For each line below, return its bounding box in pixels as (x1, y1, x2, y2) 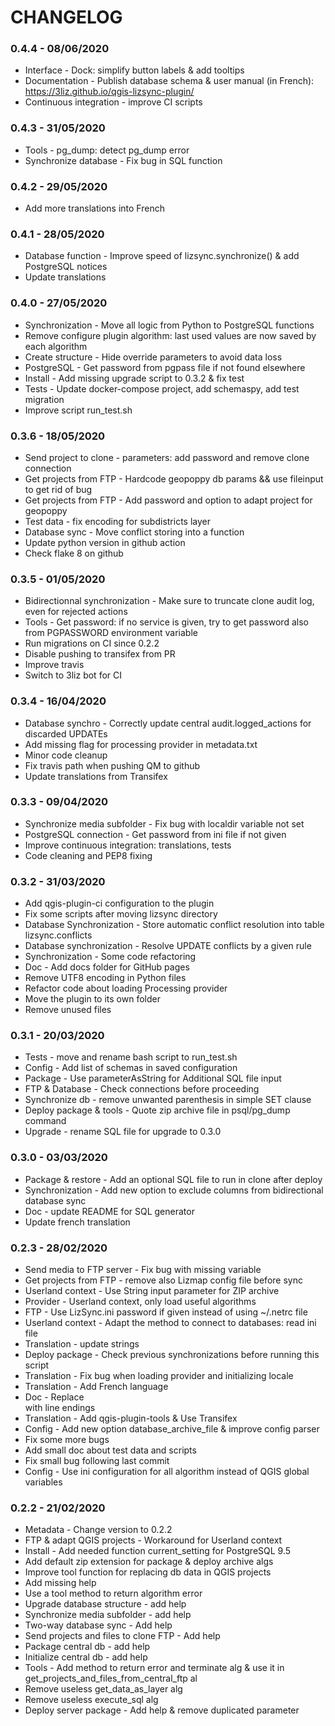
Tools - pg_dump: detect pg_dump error (24, 144, 190, 156)
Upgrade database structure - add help (24, 1598, 187, 1610)
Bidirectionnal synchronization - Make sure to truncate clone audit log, (24, 595, 315, 607)
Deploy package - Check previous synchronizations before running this (24, 1349, 320, 1361)
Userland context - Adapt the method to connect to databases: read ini (24, 1317, 317, 1329)
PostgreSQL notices (24, 261, 108, 273)
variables (24, 1476, 63, 1488)
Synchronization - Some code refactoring (24, 951, 197, 963)
